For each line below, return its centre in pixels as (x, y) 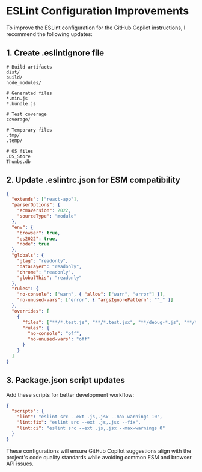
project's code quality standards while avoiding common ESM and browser (99, 457)
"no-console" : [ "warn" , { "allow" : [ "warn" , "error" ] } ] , (91, 295)
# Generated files (29, 93)
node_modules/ (24, 82)
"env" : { (23, 227)
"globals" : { (28, 256)
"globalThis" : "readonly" (50, 278)
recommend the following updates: (50, 34)
